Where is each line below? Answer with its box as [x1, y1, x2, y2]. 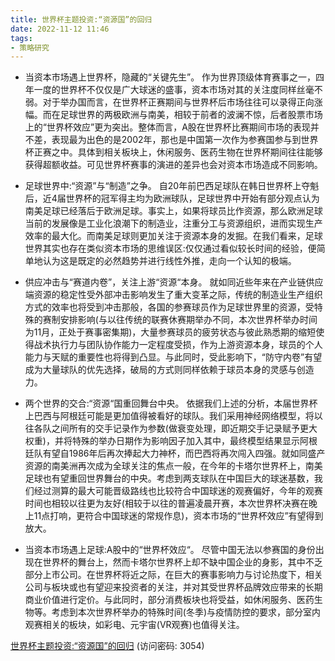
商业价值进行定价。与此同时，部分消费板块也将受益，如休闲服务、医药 [24, 594, 315, 606]
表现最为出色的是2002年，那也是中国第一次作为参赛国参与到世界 [51, 134, 319, 146]
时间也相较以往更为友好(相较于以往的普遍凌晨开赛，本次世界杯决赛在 [24, 497, 309, 510]
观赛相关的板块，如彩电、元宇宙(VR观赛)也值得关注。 [24, 619, 245, 631]
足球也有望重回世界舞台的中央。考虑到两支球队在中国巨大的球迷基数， [24, 472, 315, 485]
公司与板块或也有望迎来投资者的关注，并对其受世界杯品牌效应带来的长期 [24, 581, 323, 593]
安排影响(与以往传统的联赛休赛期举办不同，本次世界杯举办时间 [59, 314, 318, 326]
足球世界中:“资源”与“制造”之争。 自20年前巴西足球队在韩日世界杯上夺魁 [24, 180, 320, 192]
